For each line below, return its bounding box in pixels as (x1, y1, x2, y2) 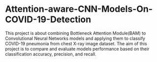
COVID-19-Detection (5, 14, 92, 25)
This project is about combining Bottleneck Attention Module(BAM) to (5, 30, 146, 36)
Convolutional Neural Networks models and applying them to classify (5, 35, 145, 41)
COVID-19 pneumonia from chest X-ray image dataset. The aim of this (5, 40, 147, 46)
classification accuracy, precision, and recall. (5, 51, 97, 57)
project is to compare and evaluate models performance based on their (5, 46, 150, 52)
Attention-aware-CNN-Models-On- (5, 3, 153, 15)
